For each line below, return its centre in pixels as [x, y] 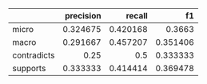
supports [29, 68]
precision [83, 16]
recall [137, 16]
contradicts [34, 55]
